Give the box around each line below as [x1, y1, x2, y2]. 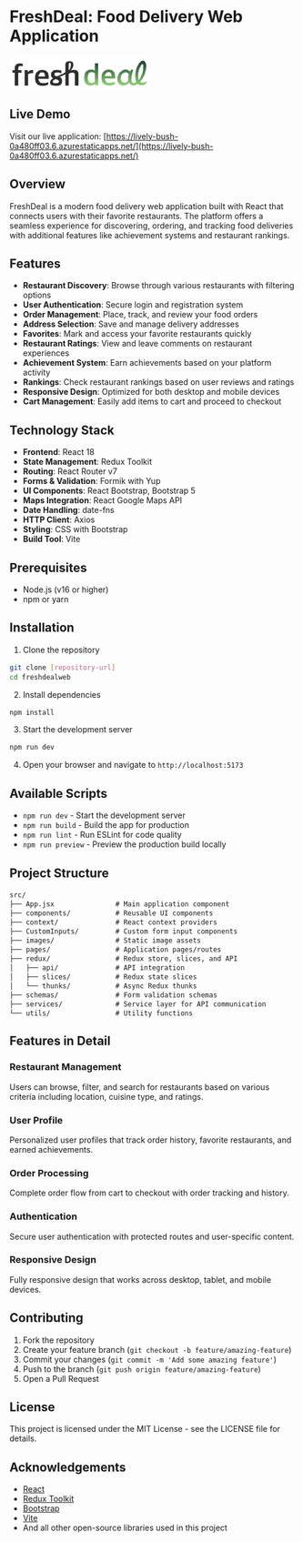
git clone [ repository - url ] [9, 662, 116, 672]
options [22, 289, 52, 301]
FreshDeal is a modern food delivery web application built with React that [9, 200, 284, 211]
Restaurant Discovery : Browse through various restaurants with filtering [22, 280, 295, 291]
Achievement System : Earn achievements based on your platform [22, 358, 272, 368]
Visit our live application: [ [9, 130, 107, 142]
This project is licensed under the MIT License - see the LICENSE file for [9, 1424, 280, 1435]
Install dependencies [22, 689, 102, 700]
